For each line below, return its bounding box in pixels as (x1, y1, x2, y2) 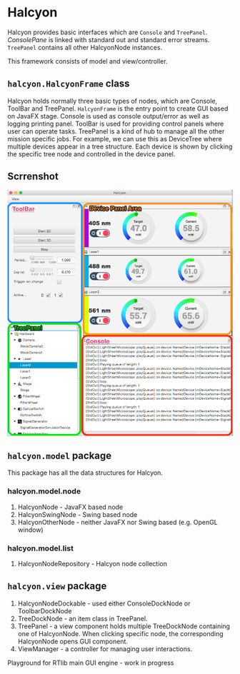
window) (17, 525, 44, 534)
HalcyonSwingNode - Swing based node (17, 510, 138, 518)
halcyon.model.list (7, 543, 74, 553)
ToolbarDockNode (17, 606, 72, 615)
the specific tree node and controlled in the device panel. (7, 149, 176, 158)
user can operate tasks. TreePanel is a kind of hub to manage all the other (7, 126, 225, 136)
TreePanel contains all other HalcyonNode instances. (7, 43, 163, 51)
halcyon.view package (7, 580, 107, 593)
